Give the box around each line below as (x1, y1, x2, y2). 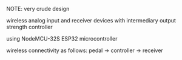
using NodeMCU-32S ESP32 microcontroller (6, 35, 118, 42)
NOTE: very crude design (6, 5, 70, 12)
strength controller (6, 24, 53, 30)
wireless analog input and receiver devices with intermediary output (6, 17, 176, 24)
